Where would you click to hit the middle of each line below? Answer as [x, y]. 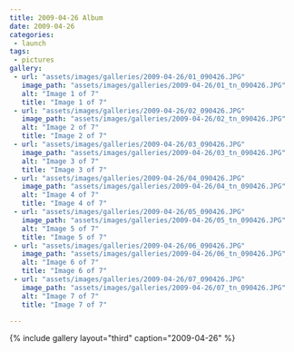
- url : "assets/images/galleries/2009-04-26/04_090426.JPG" [129, 178]
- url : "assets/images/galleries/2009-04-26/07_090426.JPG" [129, 279]
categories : [32, 34]
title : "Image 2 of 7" [64, 136]
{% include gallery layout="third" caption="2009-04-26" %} [122, 338]
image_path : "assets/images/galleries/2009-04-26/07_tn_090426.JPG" [153, 288]
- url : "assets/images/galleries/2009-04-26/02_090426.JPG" [129, 111]
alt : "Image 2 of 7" [60, 128]
